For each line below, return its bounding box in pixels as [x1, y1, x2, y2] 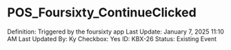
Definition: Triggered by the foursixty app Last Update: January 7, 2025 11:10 [7, 27, 224, 36]
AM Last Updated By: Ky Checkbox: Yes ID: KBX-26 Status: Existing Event [7, 34, 217, 42]
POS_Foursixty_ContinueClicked [7, 5, 197, 21]
